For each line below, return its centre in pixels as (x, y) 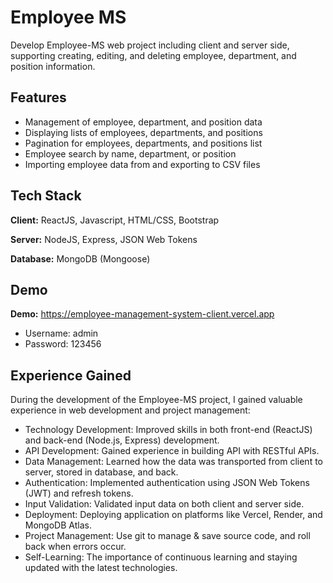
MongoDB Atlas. (58, 525)
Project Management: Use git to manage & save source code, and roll (167, 536)
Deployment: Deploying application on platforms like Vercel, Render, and (173, 515)
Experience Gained (71, 375)
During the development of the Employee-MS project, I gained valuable (156, 400)
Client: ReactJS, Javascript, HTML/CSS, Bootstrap (115, 220)
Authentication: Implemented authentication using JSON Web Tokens (167, 483)
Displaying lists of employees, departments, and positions (143, 132)
